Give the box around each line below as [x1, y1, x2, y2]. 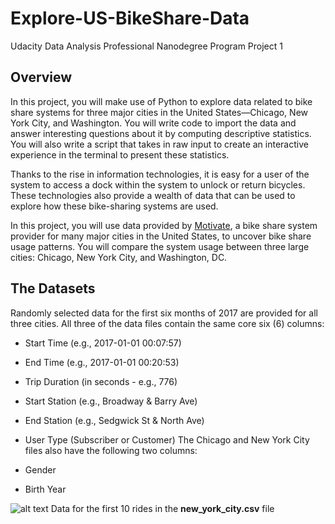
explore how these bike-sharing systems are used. [10, 200, 219, 212]
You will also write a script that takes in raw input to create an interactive [10, 138, 309, 150]
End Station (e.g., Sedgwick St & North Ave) [24, 414, 205, 426]
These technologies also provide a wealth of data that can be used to [10, 189, 296, 201]
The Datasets [10, 280, 96, 297]
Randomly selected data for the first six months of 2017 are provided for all [10, 307, 318, 319]
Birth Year [24, 483, 67, 495]
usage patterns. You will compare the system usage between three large [10, 240, 310, 252]
